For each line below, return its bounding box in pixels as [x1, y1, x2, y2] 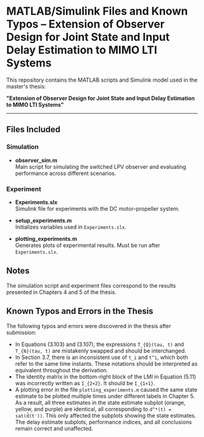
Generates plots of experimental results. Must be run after [15, 241, 161, 249]
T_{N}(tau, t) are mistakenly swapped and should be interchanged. [15, 347, 186, 354]
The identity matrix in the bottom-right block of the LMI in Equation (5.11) [15, 373, 196, 380]
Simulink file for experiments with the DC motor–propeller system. [15, 205, 180, 212]
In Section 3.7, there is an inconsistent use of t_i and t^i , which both [15, 354, 188, 361]
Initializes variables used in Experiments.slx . [15, 223, 126, 230]
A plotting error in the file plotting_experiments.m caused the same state [15, 386, 197, 393]
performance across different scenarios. [15, 169, 117, 177]
